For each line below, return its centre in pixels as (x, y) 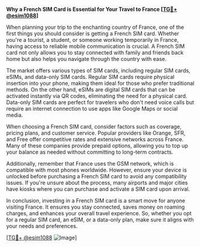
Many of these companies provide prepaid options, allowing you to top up (97, 146)
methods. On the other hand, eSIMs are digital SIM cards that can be (91, 89)
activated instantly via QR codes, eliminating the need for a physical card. (97, 96)
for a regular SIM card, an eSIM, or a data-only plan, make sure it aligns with (100, 219)
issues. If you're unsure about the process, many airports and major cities (97, 183)
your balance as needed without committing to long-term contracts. (90, 152)
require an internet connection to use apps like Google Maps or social (92, 109)
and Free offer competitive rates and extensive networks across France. (95, 139)
